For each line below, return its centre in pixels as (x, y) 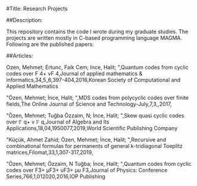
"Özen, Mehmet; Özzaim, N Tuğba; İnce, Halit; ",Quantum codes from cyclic (99, 164)
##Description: (24, 20)
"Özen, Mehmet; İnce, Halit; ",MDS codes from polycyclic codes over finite (98, 98)
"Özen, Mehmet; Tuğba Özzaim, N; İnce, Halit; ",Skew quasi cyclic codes (95, 116)
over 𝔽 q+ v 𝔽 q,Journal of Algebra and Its (58, 122)
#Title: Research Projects (37, 9)
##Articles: (20, 56)
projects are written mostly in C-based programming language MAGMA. (94, 38)
